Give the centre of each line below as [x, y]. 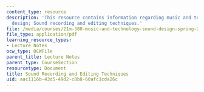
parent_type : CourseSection [42, 62]
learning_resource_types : [39, 40]
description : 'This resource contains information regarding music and [99, 18]
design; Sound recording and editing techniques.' [77, 23]
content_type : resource [36, 12]
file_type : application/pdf [42, 34]
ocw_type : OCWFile [29, 51]
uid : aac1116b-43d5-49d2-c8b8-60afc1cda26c [62, 79]
